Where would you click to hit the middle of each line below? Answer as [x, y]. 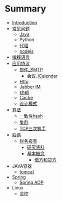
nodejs [26, 51]
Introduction [24, 23]
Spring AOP [31, 182]
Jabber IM [30, 87]
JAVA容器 [22, 166]
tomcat [27, 171]
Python [27, 39]
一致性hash [31, 116]
